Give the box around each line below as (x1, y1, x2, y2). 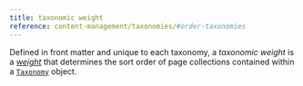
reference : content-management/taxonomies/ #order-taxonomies (9, 22, 247, 31)
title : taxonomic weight (9, 13, 104, 23)
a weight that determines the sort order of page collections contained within (9, 56, 295, 67)
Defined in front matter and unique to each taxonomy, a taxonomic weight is (9, 46, 294, 57)
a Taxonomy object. (9, 65, 77, 77)
